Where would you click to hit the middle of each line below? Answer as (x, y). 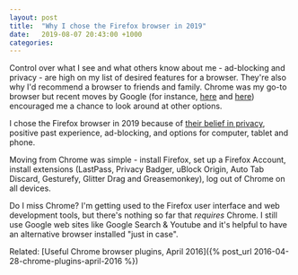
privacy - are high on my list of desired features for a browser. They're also (148, 78)
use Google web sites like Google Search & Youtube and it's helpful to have (149, 225)
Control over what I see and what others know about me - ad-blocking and (147, 68)
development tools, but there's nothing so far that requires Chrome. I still (144, 215)
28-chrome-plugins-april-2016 (66, 262)
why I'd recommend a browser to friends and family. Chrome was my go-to (148, 87)
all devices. (30, 188)
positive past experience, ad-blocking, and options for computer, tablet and (149, 133)
